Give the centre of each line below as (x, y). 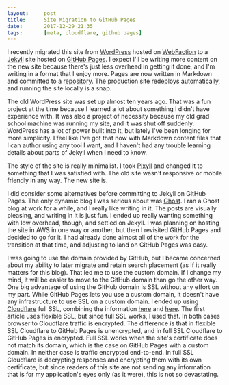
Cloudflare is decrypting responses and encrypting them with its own (104, 360)
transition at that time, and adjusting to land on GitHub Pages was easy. (108, 245)
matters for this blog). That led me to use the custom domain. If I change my (114, 273)
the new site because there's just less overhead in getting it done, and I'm (111, 66)
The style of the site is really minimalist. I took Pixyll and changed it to (105, 166)
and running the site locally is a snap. (59, 88)
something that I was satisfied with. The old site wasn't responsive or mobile (115, 173)
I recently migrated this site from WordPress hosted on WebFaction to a (108, 52)
